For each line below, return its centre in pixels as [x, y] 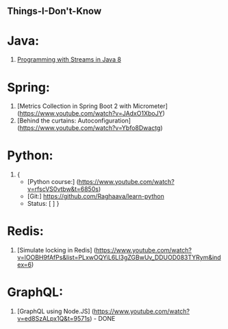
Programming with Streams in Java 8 [69, 60]
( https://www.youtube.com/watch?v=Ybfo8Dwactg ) [90, 128]
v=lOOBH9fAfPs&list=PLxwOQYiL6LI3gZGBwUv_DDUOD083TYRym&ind [119, 258]
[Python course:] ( [53, 182]
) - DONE [103, 319]
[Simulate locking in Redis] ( [56, 250]
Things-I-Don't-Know [54, 11]
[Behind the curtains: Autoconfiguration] [74, 121]
